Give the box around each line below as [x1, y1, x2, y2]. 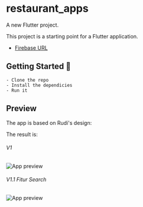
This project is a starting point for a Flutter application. [6, 33, 138, 40]
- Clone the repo [6, 77, 49, 83]
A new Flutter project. [6, 21, 59, 28]
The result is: [6, 131, 38, 138]
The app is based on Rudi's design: [6, 119, 92, 126]
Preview [6, 103, 37, 114]
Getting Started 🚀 [6, 62, 71, 72]
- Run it [6, 88, 28, 93]
